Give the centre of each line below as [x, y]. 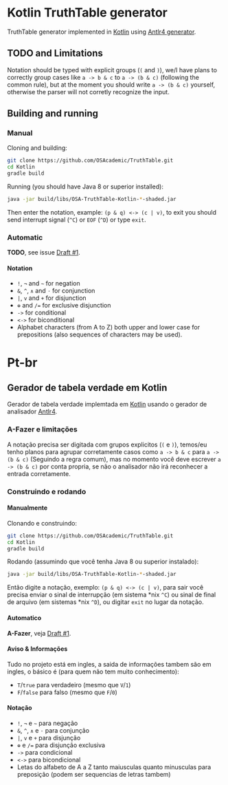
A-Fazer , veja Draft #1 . [39, 633]
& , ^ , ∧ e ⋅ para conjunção [53, 730]
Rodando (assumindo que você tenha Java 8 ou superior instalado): [103, 561]
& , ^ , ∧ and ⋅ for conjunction [56, 291]
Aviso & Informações [37, 649]
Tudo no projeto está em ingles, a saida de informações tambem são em [109, 664]
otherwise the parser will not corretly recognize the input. [88, 92]
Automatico [24, 618]
